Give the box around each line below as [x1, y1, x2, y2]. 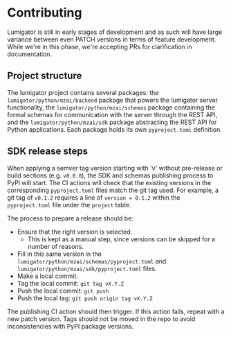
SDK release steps [7, 146, 89, 157]
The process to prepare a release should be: [7, 214, 133, 223]
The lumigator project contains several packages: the [7, 88, 159, 96]
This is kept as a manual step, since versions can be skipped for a [27, 234, 216, 243]
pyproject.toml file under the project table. [7, 200, 131, 209]
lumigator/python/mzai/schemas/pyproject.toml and [17, 257, 167, 265]
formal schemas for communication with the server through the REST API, [7, 110, 218, 119]
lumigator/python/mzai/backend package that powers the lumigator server [7, 96, 219, 104]
